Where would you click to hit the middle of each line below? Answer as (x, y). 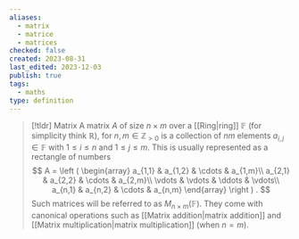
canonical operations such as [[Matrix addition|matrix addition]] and (156, 215)
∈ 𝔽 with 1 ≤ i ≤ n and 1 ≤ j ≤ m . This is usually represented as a (149, 147)
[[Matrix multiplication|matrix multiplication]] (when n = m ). (140, 225)
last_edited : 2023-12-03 (55, 68)
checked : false (37, 51)
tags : (19, 84)
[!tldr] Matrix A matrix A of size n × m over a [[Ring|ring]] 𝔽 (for (146, 126)
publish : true (36, 76)
